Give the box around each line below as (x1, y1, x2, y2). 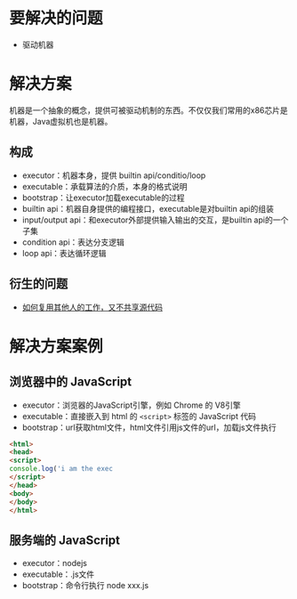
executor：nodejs (21, 558, 87, 569)
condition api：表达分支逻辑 (21, 237, 124, 247)
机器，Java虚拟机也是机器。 (9, 116, 113, 126)
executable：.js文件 (21, 569, 95, 579)
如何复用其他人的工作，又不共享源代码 (21, 302, 163, 312)
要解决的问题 (9, 8, 104, 28)
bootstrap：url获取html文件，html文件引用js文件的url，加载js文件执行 (21, 422, 277, 433)
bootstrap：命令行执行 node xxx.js (21, 580, 149, 591)
